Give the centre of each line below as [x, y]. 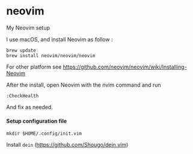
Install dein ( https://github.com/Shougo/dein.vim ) [67, 145]
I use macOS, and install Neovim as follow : [60, 39]
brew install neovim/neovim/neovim [51, 55]
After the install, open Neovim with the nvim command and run [84, 85]
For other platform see [34, 67]
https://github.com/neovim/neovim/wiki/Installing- [125, 67]
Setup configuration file [37, 121]
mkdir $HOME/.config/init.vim [44, 134]
